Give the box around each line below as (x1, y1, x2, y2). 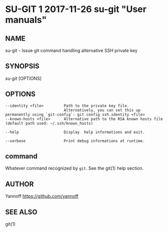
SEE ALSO (5, 207, 38, 216)
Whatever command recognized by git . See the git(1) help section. (5, 165, 144, 171)
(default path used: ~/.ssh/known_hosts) (5, 121, 94, 126)
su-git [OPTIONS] (5, 75, 42, 81)
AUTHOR (5, 180, 34, 188)
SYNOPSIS (5, 62, 40, 71)
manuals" (5, 14, 47, 26)
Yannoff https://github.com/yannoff (5, 193, 79, 199)
